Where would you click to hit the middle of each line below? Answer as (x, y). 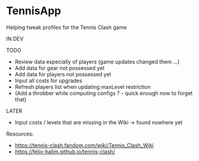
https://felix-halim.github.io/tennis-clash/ (65, 152)
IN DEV (15, 38)
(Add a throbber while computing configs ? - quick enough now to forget (104, 93)
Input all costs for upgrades (48, 80)
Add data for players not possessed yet (63, 74)
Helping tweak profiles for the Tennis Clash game (67, 27)
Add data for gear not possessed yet (60, 68)
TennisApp (34, 11)
